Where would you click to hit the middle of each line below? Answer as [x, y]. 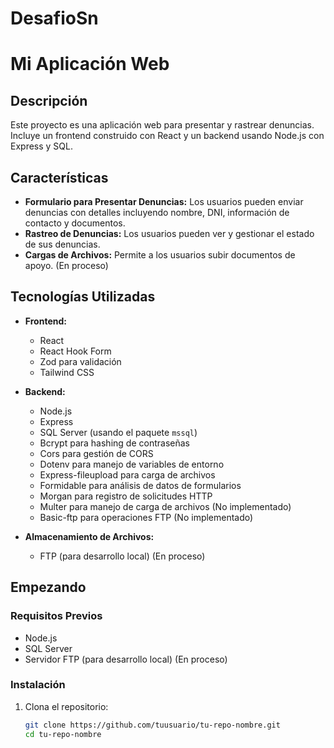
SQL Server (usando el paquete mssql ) [118, 432]
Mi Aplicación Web [90, 64]
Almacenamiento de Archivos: [89, 536]
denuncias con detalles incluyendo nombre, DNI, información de [157, 212]
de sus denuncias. [62, 244]
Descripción [49, 100]
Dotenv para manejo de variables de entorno [132, 464]
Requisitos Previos [56, 616]
